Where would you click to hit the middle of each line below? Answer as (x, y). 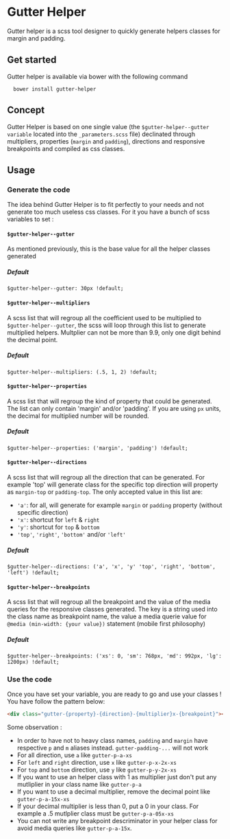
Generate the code (39, 190)
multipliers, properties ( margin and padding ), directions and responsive (106, 141)
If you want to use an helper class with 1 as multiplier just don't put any (117, 777)
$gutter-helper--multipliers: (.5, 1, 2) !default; (82, 372)
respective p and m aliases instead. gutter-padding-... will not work (113, 748)
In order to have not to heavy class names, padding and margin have (112, 741)
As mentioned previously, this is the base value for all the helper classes (109, 249)
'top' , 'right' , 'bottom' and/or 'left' (72, 534)
